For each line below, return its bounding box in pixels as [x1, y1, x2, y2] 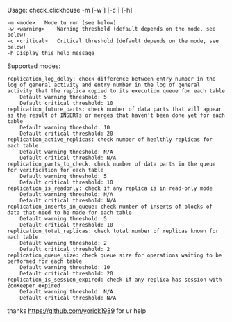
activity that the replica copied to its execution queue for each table [7, 88, 226, 95]
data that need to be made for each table [7, 209, 132, 216]
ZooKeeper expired [7, 282, 60, 289]
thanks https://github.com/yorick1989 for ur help [7, 307, 147, 315]
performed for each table [7, 258, 82, 265]
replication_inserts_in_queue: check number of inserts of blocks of [7, 203, 213, 210]
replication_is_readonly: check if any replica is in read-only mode [7, 185, 213, 192]
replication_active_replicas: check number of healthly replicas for [7, 136, 213, 143]
